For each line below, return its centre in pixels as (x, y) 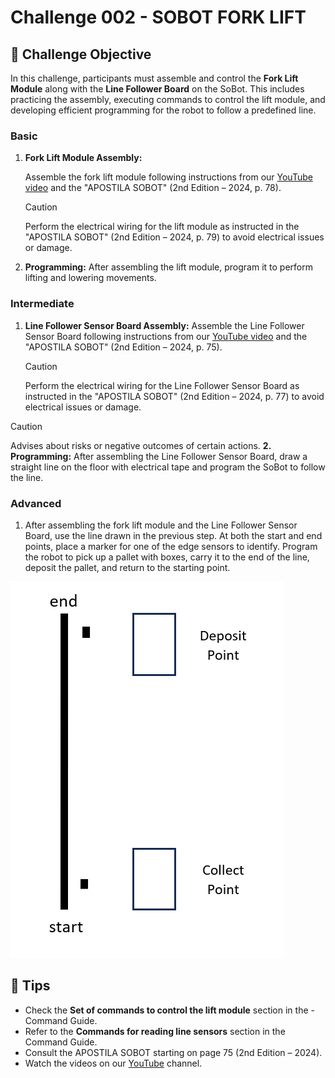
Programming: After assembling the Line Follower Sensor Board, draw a (159, 456)
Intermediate (42, 304)
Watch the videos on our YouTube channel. (113, 1063)
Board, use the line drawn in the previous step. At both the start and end (173, 535)
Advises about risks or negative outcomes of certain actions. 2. (141, 445)
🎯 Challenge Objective (81, 54)
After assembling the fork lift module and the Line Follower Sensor (161, 525)
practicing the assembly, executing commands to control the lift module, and (168, 99)
